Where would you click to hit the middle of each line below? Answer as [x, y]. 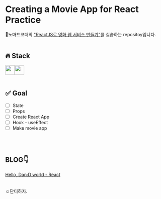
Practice [23, 20]
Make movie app [30, 128]
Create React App [31, 117]
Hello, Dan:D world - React [33, 174]
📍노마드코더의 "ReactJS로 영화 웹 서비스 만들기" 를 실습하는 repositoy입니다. [80, 34]
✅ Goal [16, 93]
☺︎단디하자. [16, 191]
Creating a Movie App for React [72, 9]
